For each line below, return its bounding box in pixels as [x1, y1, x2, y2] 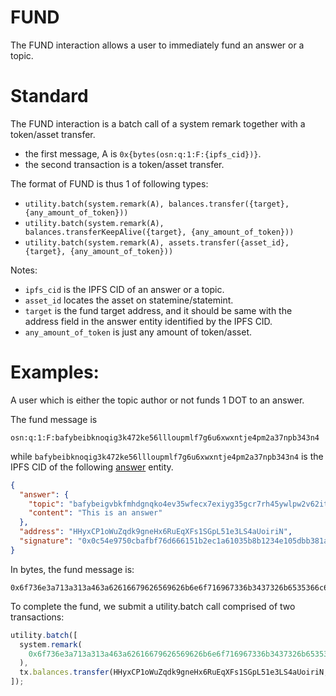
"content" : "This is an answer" [28, 508, 163, 518]
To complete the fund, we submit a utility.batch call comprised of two [10, 600, 296, 612]
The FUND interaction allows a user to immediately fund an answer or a [10, 39, 305, 51]
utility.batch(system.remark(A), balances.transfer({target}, [24, 199, 290, 209]
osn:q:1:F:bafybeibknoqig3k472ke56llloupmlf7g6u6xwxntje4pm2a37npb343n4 [10, 432, 320, 443]
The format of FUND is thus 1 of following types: [10, 177, 209, 190]
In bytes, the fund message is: [10, 563, 135, 575]
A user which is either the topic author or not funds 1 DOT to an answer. [10, 394, 305, 406]
